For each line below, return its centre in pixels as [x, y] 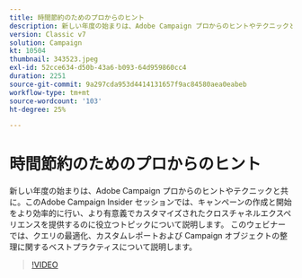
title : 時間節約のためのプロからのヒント [77, 17]
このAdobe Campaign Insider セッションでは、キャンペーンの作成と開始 [158, 202]
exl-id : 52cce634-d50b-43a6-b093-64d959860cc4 [98, 68]
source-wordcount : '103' [56, 101]
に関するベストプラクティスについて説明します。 [107, 247]
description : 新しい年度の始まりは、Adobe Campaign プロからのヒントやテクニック [149, 26]
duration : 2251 [38, 76]
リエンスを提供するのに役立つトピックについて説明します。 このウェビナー [147, 224]
